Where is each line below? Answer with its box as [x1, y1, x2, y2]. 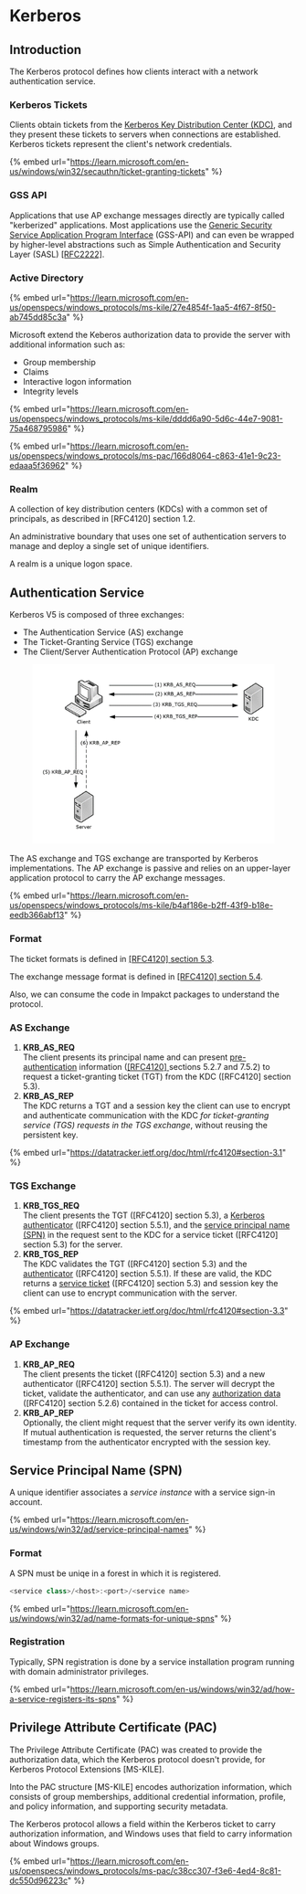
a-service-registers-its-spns [9, 1693, 117, 1704]
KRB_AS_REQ [22, 1042, 76, 1053]
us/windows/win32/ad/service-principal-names [9, 1524, 189, 1535]
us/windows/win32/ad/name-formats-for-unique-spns [9, 1613, 215, 1624]
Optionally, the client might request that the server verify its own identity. [22, 1417, 297, 1428]
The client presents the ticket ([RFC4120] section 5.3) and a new [22, 1368, 266, 1380]
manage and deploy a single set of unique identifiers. [9, 541, 210, 552]
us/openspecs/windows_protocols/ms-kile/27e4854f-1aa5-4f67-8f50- [9, 302, 277, 312]
